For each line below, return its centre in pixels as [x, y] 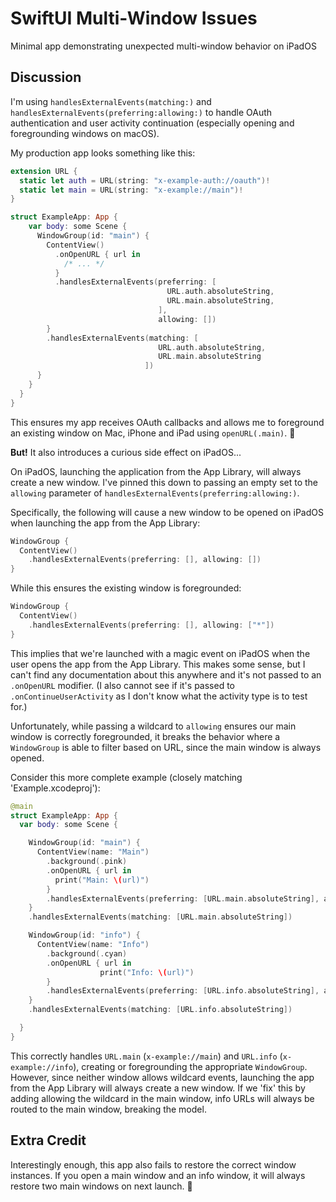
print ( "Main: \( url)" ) [102, 880]
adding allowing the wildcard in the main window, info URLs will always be [162, 1098]
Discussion [46, 77]
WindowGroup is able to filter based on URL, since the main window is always [166, 747]
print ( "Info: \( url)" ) [147, 972]
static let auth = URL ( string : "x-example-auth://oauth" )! [145, 180]
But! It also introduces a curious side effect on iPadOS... [126, 452]
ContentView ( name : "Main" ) [93, 852]
